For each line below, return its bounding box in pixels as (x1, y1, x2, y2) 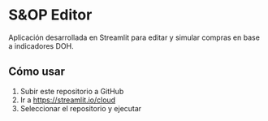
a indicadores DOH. (8, 41, 75, 50)
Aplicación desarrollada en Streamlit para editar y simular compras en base (8, 32, 260, 42)
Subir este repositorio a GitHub (19, 86, 124, 96)
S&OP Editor (8, 6, 93, 24)
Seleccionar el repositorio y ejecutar (19, 103, 142, 113)
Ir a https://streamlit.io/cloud (19, 95, 116, 105)
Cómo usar (8, 65, 66, 79)
